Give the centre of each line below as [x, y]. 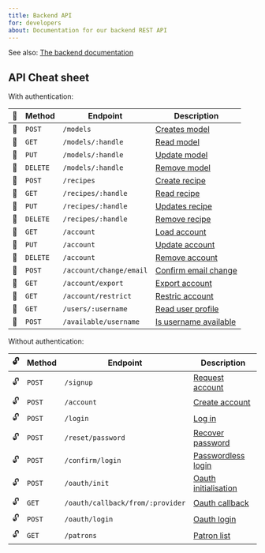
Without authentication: [46, 341]
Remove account [187, 258]
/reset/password [95, 438]
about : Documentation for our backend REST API [88, 30]
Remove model [183, 168]
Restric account [185, 296]
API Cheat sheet [49, 77]
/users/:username [95, 309]
